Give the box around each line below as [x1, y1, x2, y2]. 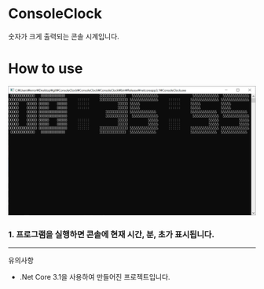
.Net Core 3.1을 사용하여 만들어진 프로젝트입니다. [19, 273, 170, 281]
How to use [8, 60, 83, 78]
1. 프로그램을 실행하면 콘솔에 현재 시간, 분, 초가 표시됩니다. [8, 229, 214, 240]
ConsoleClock [8, 5, 102, 23]
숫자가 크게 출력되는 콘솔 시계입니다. [8, 31, 119, 41]
